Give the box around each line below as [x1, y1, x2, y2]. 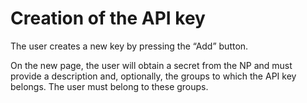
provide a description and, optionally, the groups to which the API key [10, 70, 297, 82]
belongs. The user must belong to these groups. [10, 80, 209, 92]
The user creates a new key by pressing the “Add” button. [10, 40, 249, 52]
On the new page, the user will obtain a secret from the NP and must [10, 59, 293, 71]
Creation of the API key [10, 7, 206, 30]
